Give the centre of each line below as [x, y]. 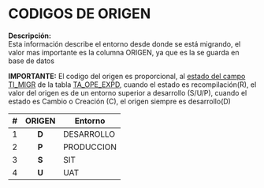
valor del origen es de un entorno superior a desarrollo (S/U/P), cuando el [128, 92]
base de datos [32, 61]
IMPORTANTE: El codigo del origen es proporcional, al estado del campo [127, 76]
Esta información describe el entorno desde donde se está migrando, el [125, 43]
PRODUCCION [89, 147]
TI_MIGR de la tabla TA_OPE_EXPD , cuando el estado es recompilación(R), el [132, 85]
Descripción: [30, 36]
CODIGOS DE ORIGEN [80, 14]
